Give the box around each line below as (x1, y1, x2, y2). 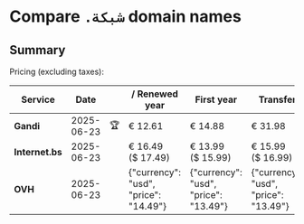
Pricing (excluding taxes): (9, 66, 105, 77)
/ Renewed (130, 88, 179, 100)
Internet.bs (14, 146, 63, 158)
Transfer (258, 93, 297, 106)
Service (21, 93, 56, 106)
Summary (9, 42, 66, 58)
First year (195, 93, 238, 106)
